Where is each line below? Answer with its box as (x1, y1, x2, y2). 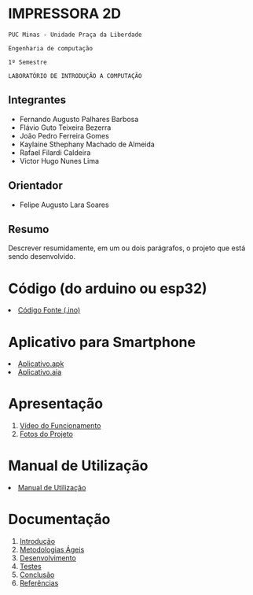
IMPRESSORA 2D (8, 5, 122, 23)
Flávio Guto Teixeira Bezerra (19, 123, 112, 132)
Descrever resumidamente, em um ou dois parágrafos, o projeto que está (8, 243, 246, 253)
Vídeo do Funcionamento (19, 421, 101, 431)
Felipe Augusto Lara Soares (19, 200, 109, 209)
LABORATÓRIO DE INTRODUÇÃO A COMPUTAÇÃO (8, 72, 143, 79)
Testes (19, 562, 42, 571)
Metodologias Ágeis (19, 545, 85, 555)
